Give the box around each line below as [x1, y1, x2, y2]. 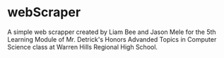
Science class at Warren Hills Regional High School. [7, 42, 158, 51]
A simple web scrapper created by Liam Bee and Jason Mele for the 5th [7, 28, 217, 36]
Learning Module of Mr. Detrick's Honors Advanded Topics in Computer [7, 35, 217, 43]
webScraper [7, 4, 81, 21]
